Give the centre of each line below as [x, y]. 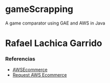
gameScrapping [39, 9]
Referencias [20, 59]
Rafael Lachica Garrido [54, 43]
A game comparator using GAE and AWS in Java [55, 23]
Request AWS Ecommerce [39, 75]
